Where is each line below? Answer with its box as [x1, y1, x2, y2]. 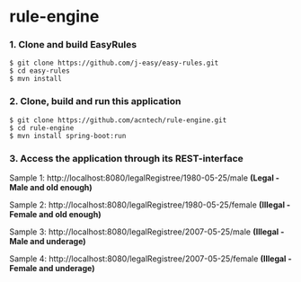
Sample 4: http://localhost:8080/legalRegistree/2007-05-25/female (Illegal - [9, 253, 292, 264]
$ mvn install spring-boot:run [9, 131, 127, 140]
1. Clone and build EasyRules [9, 39, 137, 51]
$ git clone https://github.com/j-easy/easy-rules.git [9, 58, 219, 68]
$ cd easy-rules [9, 66, 70, 75]
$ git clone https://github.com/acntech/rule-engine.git [9, 115, 227, 125]
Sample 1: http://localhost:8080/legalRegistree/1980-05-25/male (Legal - [9, 172, 280, 183]
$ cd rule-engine [9, 123, 75, 132]
